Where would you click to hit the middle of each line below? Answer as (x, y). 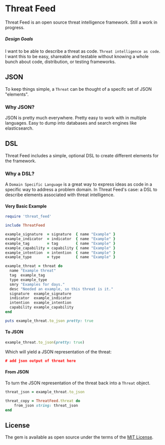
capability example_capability (42, 308)
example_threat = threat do (34, 266)
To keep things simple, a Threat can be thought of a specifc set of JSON (78, 89)
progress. (15, 27)
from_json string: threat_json (46, 405)
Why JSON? (20, 107)
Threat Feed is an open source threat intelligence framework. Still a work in (81, 22)
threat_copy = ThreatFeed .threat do (43, 401)
